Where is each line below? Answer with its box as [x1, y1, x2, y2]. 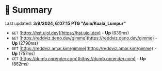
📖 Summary [4, 4, 52, 16]
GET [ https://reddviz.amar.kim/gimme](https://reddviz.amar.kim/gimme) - [11, 45, 157, 51]
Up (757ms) [11, 51, 35, 56]
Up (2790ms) [11, 40, 38, 46]
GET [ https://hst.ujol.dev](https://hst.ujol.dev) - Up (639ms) [11, 30, 130, 35]
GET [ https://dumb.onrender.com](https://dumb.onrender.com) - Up [11, 55, 146, 61]
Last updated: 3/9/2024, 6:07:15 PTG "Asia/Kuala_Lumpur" [4, 20, 126, 26]
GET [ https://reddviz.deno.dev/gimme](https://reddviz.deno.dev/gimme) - [11, 35, 158, 41]
